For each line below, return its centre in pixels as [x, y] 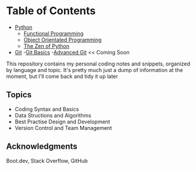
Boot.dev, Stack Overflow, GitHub [47, 161]
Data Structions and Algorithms [53, 115]
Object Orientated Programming [62, 40]
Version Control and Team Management [63, 127]
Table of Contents [51, 11]
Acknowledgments [42, 147]
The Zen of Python [46, 46]
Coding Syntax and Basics [47, 109]
